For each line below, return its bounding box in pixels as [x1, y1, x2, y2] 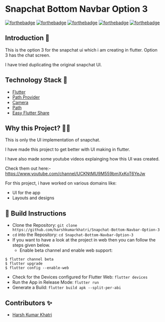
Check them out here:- [5, 165, 51, 171]
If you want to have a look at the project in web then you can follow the [12, 237, 156, 243]
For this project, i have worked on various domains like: [5, 180, 117, 186]
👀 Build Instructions [5, 209, 66, 217]
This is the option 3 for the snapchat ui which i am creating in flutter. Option [5, 47, 158, 53]
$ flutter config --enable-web [5, 266, 69, 270]
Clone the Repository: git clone [12, 222, 78, 228]
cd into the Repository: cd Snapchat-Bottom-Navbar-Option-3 [12, 232, 134, 238]
